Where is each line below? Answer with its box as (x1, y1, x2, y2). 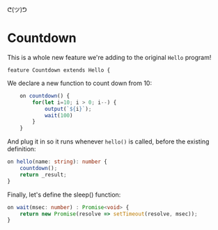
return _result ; (20, 171, 68, 178)
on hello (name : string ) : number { (7, 158, 108, 165)
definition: (7, 145, 36, 153)
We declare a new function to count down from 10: (7, 79, 152, 87)
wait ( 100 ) (44, 112, 73, 119)
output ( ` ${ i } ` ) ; (44, 105, 92, 112)
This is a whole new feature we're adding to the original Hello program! (7, 53, 212, 61)
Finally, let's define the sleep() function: (7, 190, 121, 199)
